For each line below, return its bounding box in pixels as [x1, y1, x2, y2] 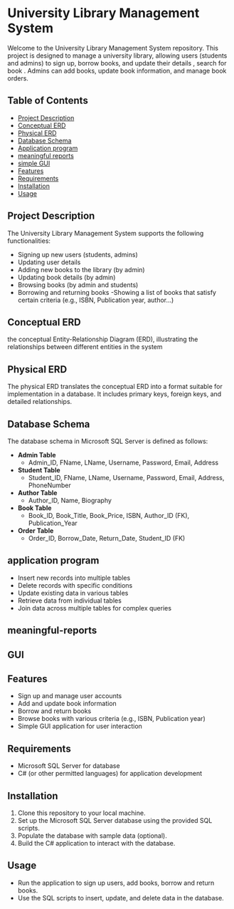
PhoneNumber [28, 481, 71, 489]
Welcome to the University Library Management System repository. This [7, 43, 219, 52]
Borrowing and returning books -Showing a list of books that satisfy [17, 288, 217, 296]
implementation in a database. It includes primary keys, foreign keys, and [7, 390, 222, 398]
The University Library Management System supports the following [7, 229, 204, 237]
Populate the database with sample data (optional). [17, 831, 167, 840]
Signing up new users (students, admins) [17, 250, 139, 259]
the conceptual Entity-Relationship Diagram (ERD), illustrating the [7, 335, 198, 343]
